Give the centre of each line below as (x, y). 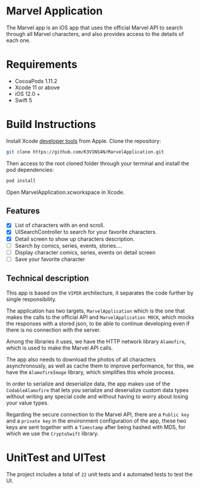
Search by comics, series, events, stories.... (68, 245)
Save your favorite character (50, 259)
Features (23, 211)
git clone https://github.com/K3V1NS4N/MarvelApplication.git (85, 152)
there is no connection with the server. (53, 330)
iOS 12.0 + (27, 93)
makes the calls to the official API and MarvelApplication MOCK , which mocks (100, 317)
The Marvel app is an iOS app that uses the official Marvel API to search (95, 28)
